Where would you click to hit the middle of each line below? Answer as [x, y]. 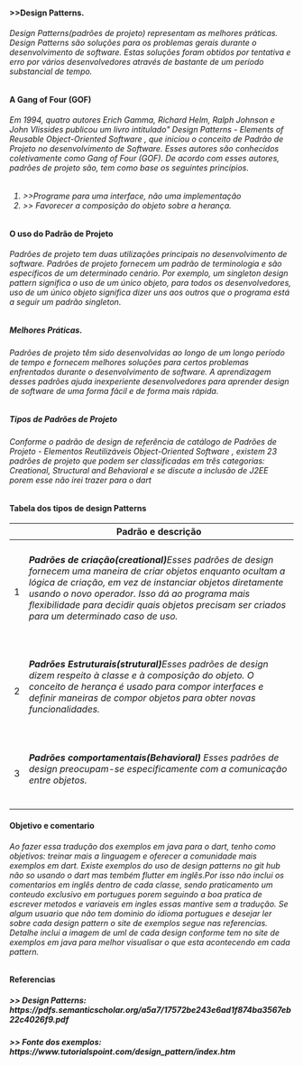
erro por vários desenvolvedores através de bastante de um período [137, 62]
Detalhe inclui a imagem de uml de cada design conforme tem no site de [145, 933]
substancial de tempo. [51, 71]
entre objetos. [58, 780]
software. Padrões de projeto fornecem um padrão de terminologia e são [146, 264]
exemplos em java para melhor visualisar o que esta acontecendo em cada [150, 942]
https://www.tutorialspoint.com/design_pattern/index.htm [123, 1052]
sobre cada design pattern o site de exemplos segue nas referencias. [138, 923]
